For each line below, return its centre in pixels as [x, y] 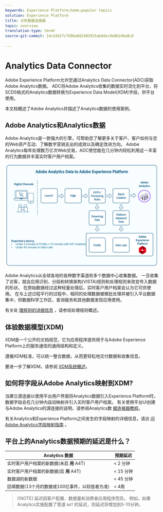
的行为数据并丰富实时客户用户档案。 [41, 156]
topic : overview [21, 26]
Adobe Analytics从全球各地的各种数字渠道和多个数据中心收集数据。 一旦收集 [82, 276]
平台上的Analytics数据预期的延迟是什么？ [68, 442]
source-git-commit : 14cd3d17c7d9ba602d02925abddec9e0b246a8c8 [69, 36]
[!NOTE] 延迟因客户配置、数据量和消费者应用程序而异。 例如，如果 [84, 498]
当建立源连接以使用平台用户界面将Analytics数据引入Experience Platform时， [81, 396]
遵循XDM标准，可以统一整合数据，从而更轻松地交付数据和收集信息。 [74, 356]
